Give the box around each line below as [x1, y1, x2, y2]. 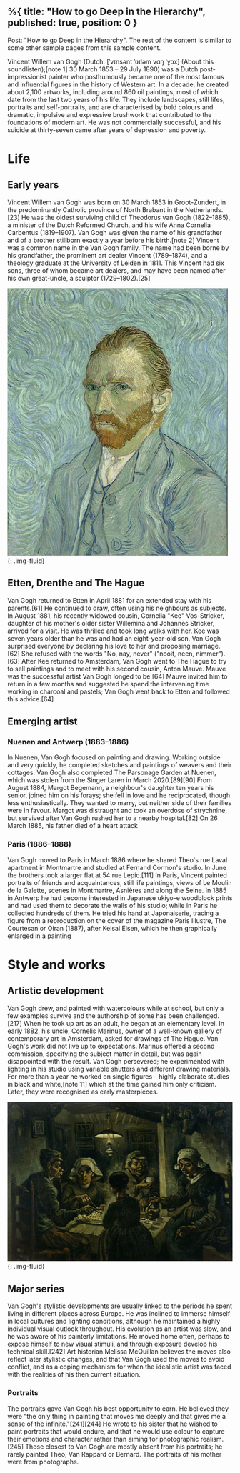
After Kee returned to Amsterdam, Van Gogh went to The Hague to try [21, 656, 227, 665]
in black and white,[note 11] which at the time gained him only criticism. [7, 1079, 216, 1088]
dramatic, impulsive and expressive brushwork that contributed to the [7, 110, 212, 119]
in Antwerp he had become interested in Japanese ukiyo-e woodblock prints [7, 893, 234, 902]
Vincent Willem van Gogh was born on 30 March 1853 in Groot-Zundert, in [7, 198, 226, 206]
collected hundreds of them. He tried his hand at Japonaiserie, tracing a [7, 909, 219, 917]
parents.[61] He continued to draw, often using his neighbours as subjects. [7, 604, 226, 612]
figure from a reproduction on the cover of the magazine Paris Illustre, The [7, 916, 226, 924]
